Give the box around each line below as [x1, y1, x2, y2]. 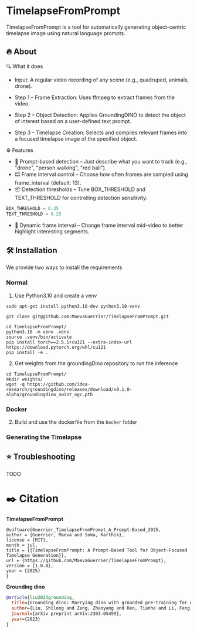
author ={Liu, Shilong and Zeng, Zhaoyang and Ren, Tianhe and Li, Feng [11, 605, 191, 611]
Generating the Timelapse [6, 433, 82, 441]
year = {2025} [6, 567, 41, 574]
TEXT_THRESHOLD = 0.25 [6, 211, 62, 217]
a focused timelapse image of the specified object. [14, 135, 138, 142]
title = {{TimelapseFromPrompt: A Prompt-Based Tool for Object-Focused [6, 547, 188, 553]
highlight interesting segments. [14, 227, 90, 235]
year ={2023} [11, 617, 41, 622]
